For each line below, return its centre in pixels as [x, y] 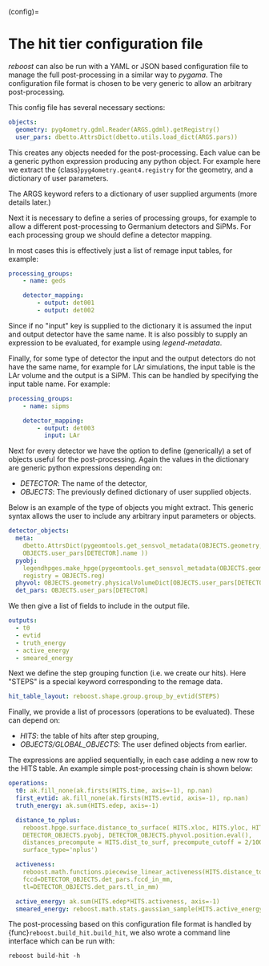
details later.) [30, 202]
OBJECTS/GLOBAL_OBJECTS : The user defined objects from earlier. [133, 744]
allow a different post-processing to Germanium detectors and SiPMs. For [130, 226]
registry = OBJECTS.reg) [64, 576]
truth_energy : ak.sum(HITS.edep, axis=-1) [87, 805]
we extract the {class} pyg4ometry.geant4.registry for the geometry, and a [131, 169]
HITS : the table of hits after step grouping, [89, 736]
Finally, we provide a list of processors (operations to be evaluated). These [131, 712]
